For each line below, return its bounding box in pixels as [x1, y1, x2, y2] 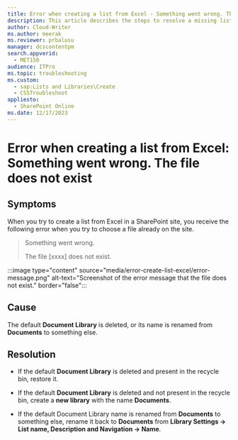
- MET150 [13, 57, 40, 64]
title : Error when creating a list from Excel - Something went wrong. [7, 10, 223, 18]
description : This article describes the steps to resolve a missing [7, 17, 217, 24]
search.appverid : [7, 50, 59, 57]
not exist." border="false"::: [7, 281, 87, 290]
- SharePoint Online [13, 103, 74, 110]
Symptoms [7, 198, 57, 210]
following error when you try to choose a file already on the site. [7, 224, 195, 233]
